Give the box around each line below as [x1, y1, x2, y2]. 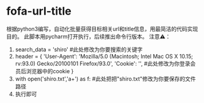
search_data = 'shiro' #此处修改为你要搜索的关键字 [15, 46, 143, 53]
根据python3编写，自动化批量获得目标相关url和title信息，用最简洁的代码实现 [6, 25, 199, 32]
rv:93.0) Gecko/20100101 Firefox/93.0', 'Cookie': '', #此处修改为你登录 [15, 60, 191, 67]
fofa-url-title [6, 4, 72, 18]
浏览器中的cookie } [26, 67, 74, 74]
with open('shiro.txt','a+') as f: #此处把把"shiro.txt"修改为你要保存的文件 [15, 75, 197, 82]
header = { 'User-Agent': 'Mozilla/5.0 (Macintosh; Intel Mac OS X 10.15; [15, 52, 194, 60]
